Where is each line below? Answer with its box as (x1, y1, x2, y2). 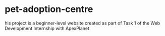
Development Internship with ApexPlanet (5, 25, 89, 31)
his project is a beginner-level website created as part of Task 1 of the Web (5, 20, 160, 26)
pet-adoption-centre (5, 3, 93, 15)
